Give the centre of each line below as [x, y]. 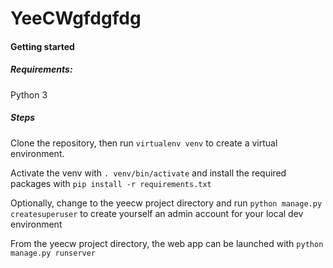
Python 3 [29, 94]
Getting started [42, 46]
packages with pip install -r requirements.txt [111, 183]
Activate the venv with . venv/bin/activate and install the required [148, 173]
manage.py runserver [53, 253]
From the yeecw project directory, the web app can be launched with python [167, 243]
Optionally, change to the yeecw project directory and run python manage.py [166, 203]
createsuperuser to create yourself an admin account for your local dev [157, 213]
